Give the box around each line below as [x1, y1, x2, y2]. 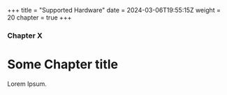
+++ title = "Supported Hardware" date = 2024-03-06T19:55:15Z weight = [7, 6, 221, 14]
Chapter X [7, 31, 43, 41]
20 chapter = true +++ [7, 13, 72, 22]
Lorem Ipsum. [7, 80, 47, 88]
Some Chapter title [7, 57, 119, 73]
